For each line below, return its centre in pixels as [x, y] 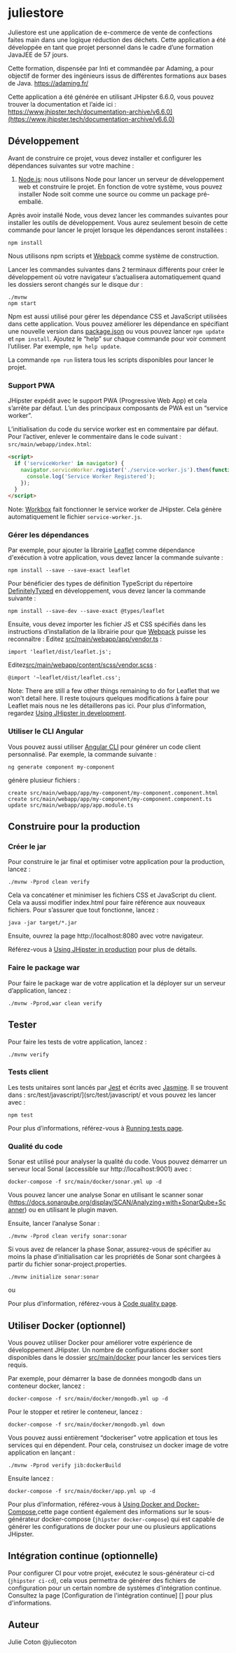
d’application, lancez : [40, 990]
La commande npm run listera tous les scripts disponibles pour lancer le [111, 360]
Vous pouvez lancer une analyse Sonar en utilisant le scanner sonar [106, 1195]
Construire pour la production [74, 826]
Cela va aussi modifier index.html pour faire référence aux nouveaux [107, 903]
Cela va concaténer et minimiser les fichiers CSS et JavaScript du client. [112, 895]
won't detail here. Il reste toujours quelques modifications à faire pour [108, 699]
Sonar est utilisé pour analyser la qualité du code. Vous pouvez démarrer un [117, 1161]
